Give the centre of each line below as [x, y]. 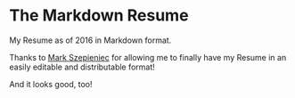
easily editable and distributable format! [82, 67]
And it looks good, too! [51, 84]
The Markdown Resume [99, 16]
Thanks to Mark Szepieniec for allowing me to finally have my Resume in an [148, 57]
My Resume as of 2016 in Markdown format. [90, 40]
